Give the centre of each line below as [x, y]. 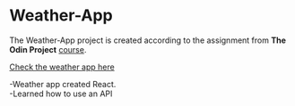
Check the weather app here [62, 67]
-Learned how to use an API [61, 94]
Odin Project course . [48, 49]
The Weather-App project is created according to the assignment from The [148, 40]
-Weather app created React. [63, 84]
